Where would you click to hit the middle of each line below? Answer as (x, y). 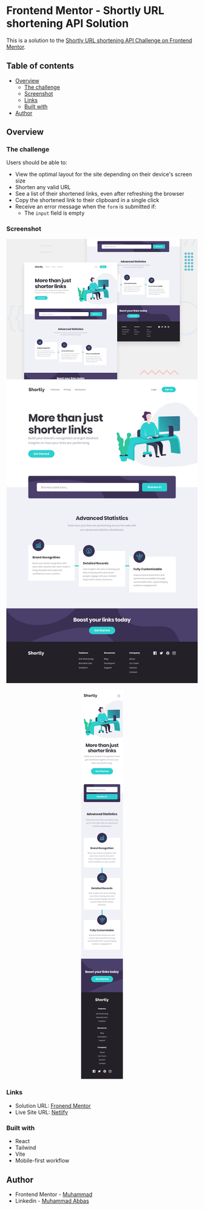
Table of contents (40, 66)
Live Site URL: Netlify (42, 1112)
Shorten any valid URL (43, 187)
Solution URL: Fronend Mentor (53, 1105)
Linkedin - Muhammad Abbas (52, 1201)
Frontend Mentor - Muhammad (54, 1194)
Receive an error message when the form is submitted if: (86, 207)
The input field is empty (54, 213)
